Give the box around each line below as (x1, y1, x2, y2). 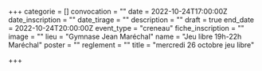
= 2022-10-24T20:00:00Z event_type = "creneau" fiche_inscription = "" (8, 24, 244, 32)
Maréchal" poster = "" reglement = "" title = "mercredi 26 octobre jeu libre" (8, 40, 255, 50)
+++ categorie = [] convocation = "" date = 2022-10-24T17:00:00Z (8, 7, 229, 16)
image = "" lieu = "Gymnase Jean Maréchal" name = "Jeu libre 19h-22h (8, 32, 242, 41)
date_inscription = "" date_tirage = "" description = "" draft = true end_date (8, 15, 255, 24)
